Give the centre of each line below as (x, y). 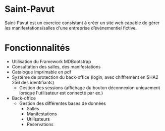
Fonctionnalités (37, 48)
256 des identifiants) (33, 82)
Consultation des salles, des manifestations (56, 66)
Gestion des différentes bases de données (62, 103)
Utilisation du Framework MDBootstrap (51, 61)
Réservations (40, 124)
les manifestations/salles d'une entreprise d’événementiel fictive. (71, 28)
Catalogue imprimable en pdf (42, 72)
